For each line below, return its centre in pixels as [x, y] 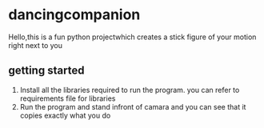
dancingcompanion [74, 15]
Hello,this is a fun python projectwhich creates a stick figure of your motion [132, 37]
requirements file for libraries [68, 98]
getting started [46, 71]
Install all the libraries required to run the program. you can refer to [130, 90]
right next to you [35, 45]
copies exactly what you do [65, 115]
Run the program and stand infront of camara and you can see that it [133, 106]
